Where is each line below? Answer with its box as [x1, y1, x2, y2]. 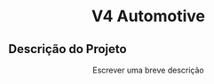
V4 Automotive [91, 6, 206, 27]
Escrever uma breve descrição [91, 65, 205, 75]
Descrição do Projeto [8, 42, 127, 57]
